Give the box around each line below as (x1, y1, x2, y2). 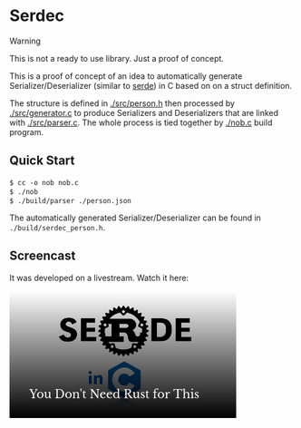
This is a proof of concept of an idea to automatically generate (9, 70, 243, 82)
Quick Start (9, 153, 75, 169)
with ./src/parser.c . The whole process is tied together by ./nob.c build (9, 117, 273, 128)
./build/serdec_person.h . (9, 221, 106, 232)
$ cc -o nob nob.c (9, 178, 79, 187)
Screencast (9, 248, 76, 264)
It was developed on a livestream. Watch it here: (9, 272, 189, 283)
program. (9, 126, 44, 137)
